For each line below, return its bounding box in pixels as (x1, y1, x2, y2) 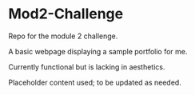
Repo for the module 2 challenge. (8, 31, 118, 41)
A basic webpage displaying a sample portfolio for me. (8, 46, 188, 56)
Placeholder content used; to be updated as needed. (8, 77, 181, 87)
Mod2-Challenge (8, 5, 124, 23)
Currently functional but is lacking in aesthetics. (8, 61, 165, 72)
